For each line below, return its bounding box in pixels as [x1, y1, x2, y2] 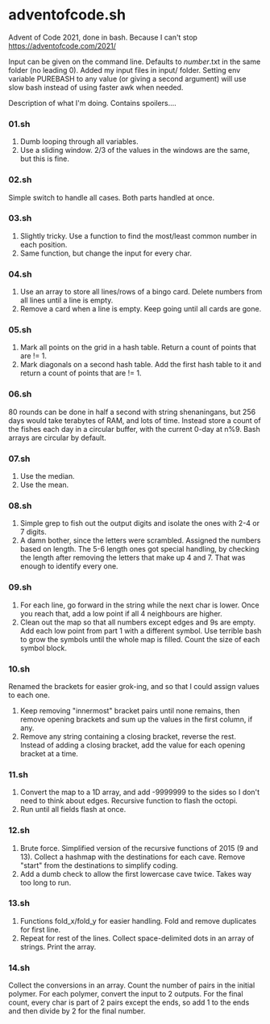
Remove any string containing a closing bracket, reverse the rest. [19, 731, 236, 741]
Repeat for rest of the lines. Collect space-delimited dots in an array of [19, 933, 255, 943]
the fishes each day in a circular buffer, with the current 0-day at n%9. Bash [8, 424, 260, 434]
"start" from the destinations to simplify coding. [19, 860, 179, 870]
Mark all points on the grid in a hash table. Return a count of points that [19, 342, 256, 353]
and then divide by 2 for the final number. [8, 1006, 146, 1016]
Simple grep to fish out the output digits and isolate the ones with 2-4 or [19, 518, 260, 528]
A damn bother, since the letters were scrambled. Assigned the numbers [19, 535, 261, 545]
